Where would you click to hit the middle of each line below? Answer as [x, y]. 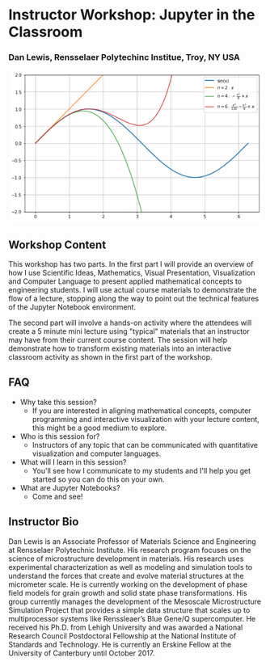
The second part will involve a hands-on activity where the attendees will [130, 323]
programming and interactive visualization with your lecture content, [146, 419]
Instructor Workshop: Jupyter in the [132, 15]
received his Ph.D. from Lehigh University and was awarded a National [126, 627]
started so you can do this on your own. [98, 479]
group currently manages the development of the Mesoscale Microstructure [135, 601]
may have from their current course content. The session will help [118, 340]
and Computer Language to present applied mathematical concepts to [125, 281]
